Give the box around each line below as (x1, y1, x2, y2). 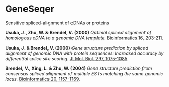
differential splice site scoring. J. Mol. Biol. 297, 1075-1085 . (5, 55, 129, 61)
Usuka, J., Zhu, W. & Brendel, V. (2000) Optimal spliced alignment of (5, 29, 152, 35)
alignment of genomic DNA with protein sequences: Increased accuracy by (5, 50, 164, 56)
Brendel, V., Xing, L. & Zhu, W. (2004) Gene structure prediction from (5, 65, 152, 71)
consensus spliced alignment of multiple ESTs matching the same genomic (5, 70, 163, 76)
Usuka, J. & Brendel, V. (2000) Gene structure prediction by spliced (5, 45, 149, 51)
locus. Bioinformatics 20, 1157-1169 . (5, 76, 80, 82)
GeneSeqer (5, 3, 55, 15)
